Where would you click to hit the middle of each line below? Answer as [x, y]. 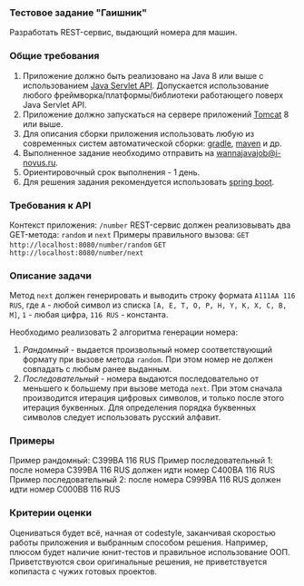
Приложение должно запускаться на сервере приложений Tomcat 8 [156, 114]
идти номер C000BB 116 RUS [65, 489]
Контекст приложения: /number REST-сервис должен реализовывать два [150, 225]
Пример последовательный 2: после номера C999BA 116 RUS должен [145, 480]
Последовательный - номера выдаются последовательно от [141, 379]
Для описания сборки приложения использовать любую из [138, 133]
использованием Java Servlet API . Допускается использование [146, 85]
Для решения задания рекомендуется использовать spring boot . [148, 181]
